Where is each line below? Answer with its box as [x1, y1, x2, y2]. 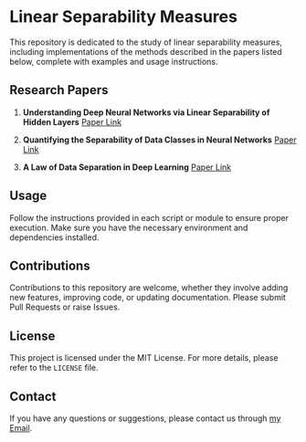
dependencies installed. [9, 231, 100, 243]
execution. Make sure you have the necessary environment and [9, 222, 248, 233]
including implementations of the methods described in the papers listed [9, 46, 283, 57]
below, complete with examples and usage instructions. [9, 56, 218, 67]
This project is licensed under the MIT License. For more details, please [9, 353, 279, 363]
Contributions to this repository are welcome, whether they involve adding [9, 282, 289, 293]
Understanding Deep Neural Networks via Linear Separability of [22, 107, 270, 118]
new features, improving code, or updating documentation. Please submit [9, 292, 286, 303]
